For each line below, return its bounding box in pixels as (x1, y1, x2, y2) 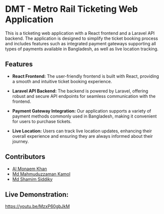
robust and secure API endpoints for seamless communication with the (12, 93, 156, 99)
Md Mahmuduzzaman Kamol (12, 171, 71, 177)
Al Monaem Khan (12, 166, 48, 172)
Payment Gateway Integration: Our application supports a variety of (12, 108, 151, 114)
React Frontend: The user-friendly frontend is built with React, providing (12, 73, 160, 79)
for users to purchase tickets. (12, 118, 72, 124)
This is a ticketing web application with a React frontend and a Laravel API (5, 30, 155, 36)
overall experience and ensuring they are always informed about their (12, 133, 153, 139)
